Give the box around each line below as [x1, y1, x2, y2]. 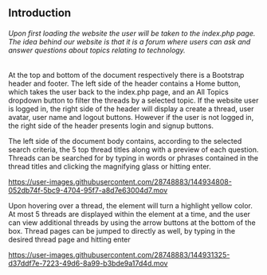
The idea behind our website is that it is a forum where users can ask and [8, 37, 251, 46]
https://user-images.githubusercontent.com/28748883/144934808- [8, 176, 233, 186]
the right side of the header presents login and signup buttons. [8, 121, 214, 130]
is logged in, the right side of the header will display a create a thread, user [8, 103, 254, 114]
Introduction [8, 6, 72, 20]
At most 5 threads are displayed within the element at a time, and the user [8, 209, 251, 219]
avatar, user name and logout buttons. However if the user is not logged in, [8, 112, 254, 122]
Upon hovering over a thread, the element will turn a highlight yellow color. [8, 200, 253, 210]
